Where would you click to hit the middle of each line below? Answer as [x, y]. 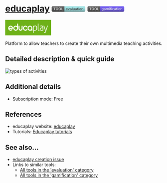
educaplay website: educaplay [44, 126]
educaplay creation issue [38, 160]
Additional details [33, 87]
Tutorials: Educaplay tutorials [42, 132]
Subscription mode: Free [38, 99]
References [23, 114]
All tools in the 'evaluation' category [57, 170]
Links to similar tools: [34, 165]
